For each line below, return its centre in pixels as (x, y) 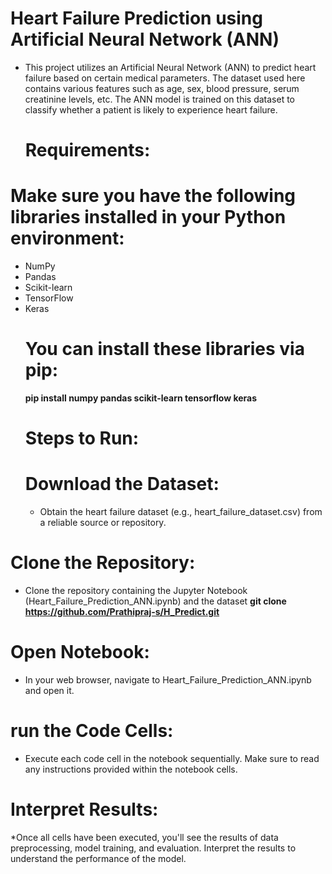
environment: (67, 238)
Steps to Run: (82, 438)
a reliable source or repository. (103, 523)
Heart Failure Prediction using (136, 18)
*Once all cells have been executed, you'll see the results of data (144, 837)
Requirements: (87, 150)
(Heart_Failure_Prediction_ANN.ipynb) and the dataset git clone (155, 601)
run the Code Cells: (92, 731)
